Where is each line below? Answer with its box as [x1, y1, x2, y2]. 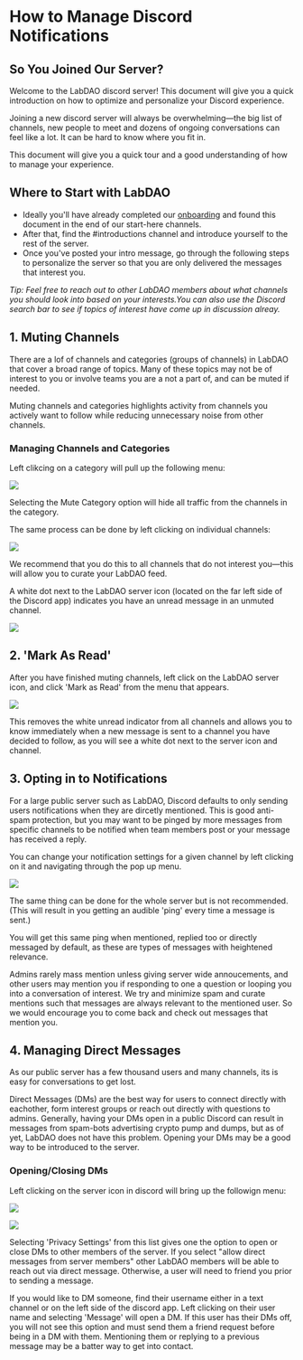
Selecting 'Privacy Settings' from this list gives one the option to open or [9, 1236, 278, 1247]
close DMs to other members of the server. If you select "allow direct [9, 1246, 266, 1257]
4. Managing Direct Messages [9, 1043, 181, 1058]
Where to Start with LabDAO [9, 185, 171, 201]
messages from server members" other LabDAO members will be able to [9, 1255, 280, 1267]
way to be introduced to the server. [9, 1142, 140, 1153]
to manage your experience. [9, 159, 115, 169]
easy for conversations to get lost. [9, 1076, 137, 1087]
